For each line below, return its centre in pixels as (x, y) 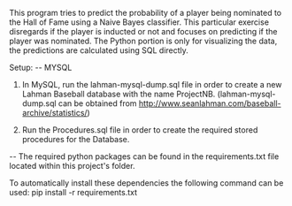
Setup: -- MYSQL (41, 67)
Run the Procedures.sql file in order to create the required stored (140, 130)
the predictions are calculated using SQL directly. (99, 50)
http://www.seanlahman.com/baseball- (210, 103)
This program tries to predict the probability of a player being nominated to (146, 13)
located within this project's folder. (72, 166)
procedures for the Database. (76, 139)
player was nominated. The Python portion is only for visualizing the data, (143, 41)
